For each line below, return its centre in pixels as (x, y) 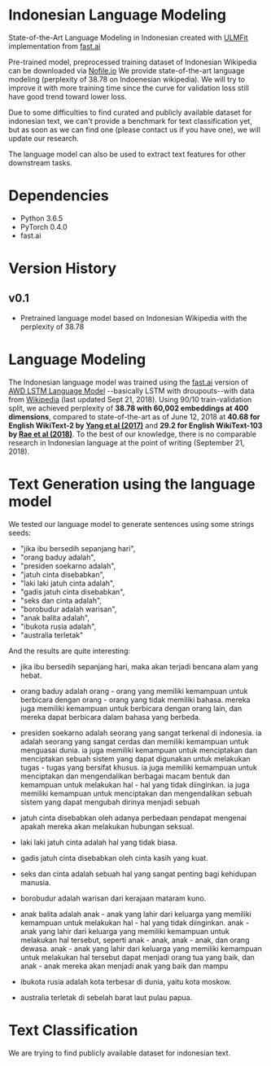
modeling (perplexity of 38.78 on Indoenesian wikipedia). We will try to (127, 79)
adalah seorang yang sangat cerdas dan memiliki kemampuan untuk (134, 741)
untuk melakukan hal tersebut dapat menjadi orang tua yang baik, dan (137, 957)
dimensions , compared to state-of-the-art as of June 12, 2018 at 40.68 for (134, 416)
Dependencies (59, 196)
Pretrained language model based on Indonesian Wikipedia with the (133, 318)
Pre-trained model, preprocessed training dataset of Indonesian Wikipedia (133, 62)
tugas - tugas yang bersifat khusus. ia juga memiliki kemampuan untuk (139, 767)
